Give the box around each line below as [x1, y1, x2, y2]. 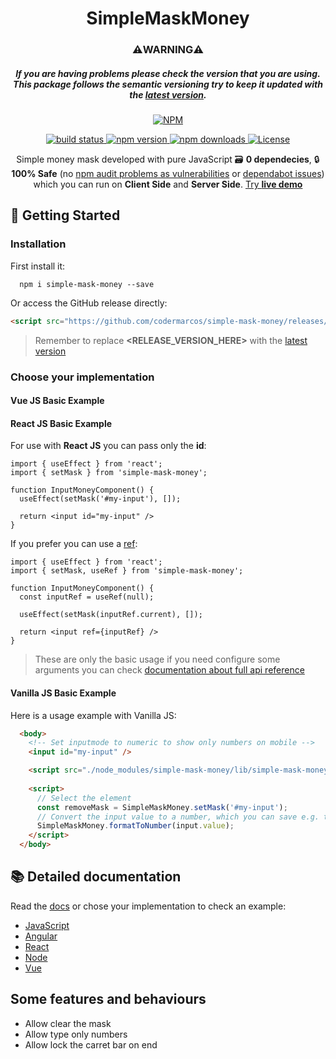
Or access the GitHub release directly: [10, 297, 168, 309]
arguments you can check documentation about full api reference [34, 664, 305, 676]
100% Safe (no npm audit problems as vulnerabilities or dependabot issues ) [11, 168, 325, 180]
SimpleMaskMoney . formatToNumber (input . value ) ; [36, 821, 235, 831]
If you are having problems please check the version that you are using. [15, 67, 321, 79]
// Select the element [36, 793, 132, 803]
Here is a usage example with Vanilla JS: [10, 709, 177, 721]
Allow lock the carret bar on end [24, 1038, 158, 1051]
